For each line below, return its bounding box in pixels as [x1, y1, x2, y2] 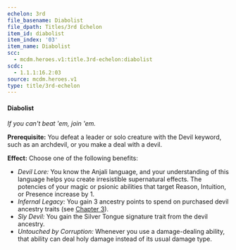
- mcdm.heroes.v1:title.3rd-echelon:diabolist [13, 56, 153, 63]
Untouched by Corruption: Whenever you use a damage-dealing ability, [17, 228, 225, 236]
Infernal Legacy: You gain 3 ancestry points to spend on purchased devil [17, 197, 229, 206]
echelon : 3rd [7, 10, 46, 18]
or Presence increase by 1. [17, 190, 95, 199]
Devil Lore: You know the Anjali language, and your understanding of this [17, 168, 229, 176]
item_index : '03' [7, 37, 58, 44]
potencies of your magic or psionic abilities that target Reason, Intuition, [17, 183, 227, 191]
